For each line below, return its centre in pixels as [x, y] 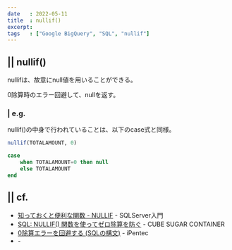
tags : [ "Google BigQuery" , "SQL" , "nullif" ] [79, 33]
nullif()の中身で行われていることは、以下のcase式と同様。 [91, 130]
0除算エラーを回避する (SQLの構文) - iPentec [83, 232]
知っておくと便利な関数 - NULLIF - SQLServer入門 [90, 215]
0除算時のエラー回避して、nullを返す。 [63, 95]
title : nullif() [34, 20]
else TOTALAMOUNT [45, 169]
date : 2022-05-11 [38, 14]
